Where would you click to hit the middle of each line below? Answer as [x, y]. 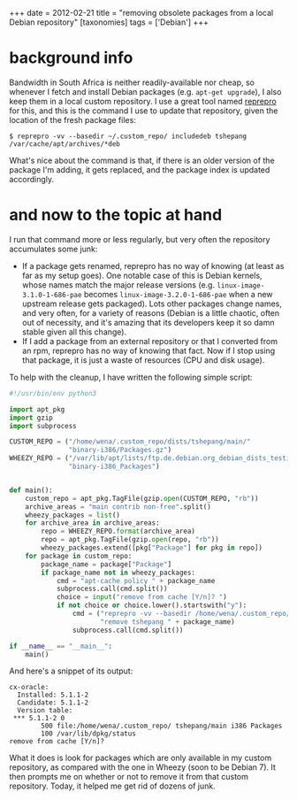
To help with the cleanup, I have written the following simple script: [131, 377]
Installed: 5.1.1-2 [53, 695]
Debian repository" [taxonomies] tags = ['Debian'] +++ [109, 22]
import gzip [31, 418]
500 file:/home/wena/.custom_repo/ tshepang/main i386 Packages [162, 726]
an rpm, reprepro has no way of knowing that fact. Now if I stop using [148, 350]
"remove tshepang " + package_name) [168, 622]
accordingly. [32, 179]
